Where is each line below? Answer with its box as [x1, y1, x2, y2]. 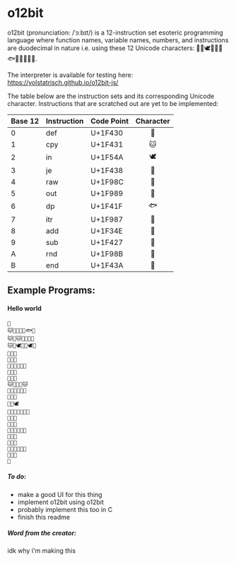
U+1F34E [90, 226, 123, 236]
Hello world [7, 304, 42, 312]
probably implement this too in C [17, 505, 113, 513]
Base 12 [11, 116, 40, 126]
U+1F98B [90, 249, 124, 258]
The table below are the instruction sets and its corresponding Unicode [7, 92, 215, 100]
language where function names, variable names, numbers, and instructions [7, 35, 229, 44]
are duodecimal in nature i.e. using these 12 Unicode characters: [7, 44, 195, 52]
